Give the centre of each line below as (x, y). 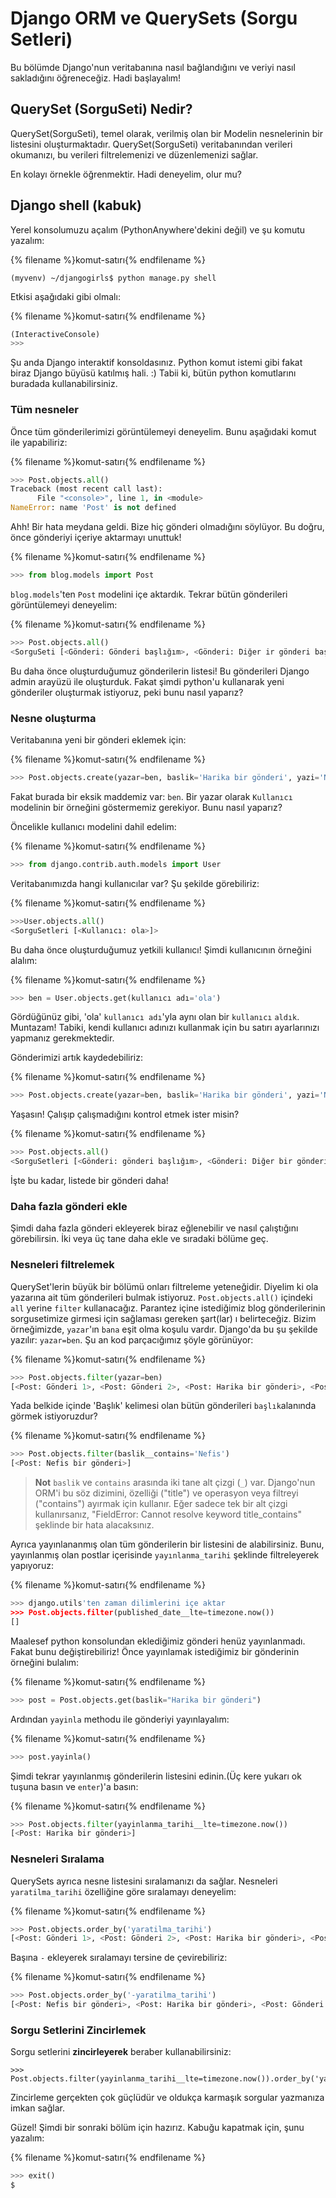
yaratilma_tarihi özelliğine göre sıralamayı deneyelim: (123, 1891)
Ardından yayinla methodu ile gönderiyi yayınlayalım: (120, 1719)
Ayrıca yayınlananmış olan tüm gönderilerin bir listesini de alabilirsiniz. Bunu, (167, 1544)
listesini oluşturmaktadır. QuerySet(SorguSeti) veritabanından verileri (151, 144)
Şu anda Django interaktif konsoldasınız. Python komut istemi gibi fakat (156, 363)
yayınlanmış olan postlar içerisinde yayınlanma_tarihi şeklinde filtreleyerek (165, 1555)
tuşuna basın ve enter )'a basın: (74, 1786)
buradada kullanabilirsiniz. (64, 384)
